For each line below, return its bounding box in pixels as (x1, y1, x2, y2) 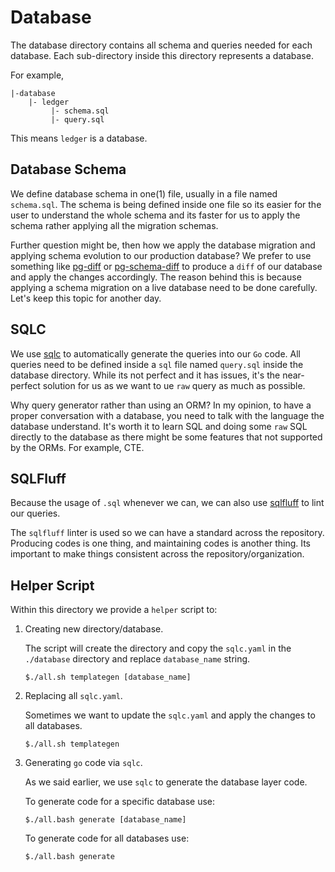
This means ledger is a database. (10, 132, 148, 144)
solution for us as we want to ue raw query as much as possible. (42, 379, 306, 391)
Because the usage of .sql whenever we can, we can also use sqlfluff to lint (10, 497, 325, 509)
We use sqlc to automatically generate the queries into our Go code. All (10, 347, 301, 360)
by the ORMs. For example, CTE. (10, 441, 145, 453)
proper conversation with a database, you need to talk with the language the (10, 409, 325, 421)
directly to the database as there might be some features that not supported (10, 431, 323, 443)
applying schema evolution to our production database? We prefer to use (10, 249, 312, 261)
